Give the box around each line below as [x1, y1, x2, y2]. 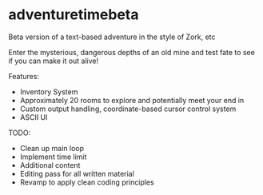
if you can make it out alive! [8, 56, 99, 66]
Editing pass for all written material [19, 169, 134, 178]
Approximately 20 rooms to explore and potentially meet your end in [19, 95, 245, 105]
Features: [8, 71, 40, 81]
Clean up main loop [19, 143, 85, 153]
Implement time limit [19, 152, 87, 161]
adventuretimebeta [8, 6, 139, 24]
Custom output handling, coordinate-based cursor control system [19, 104, 237, 113]
